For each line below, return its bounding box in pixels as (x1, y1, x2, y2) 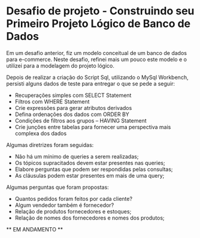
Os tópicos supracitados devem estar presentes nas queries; (14, 159, 166, 166)
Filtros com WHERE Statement (14, 97, 90, 105)
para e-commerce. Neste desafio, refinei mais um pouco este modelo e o (6, 56, 187, 63)
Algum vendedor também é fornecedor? (14, 202, 114, 209)
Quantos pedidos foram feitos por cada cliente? (14, 195, 133, 202)
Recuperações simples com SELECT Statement (14, 91, 132, 99)
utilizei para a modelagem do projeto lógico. (6, 62, 115, 69)
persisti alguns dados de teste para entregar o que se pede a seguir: (6, 80, 175, 87)
